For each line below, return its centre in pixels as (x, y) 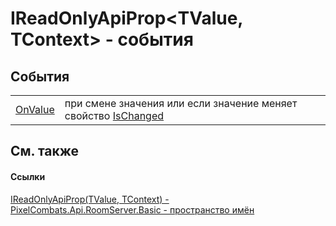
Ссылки (28, 176)
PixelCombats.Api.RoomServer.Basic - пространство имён (132, 209)
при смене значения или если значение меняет (181, 103)
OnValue (35, 109)
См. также (45, 151)
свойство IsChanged (114, 115)
